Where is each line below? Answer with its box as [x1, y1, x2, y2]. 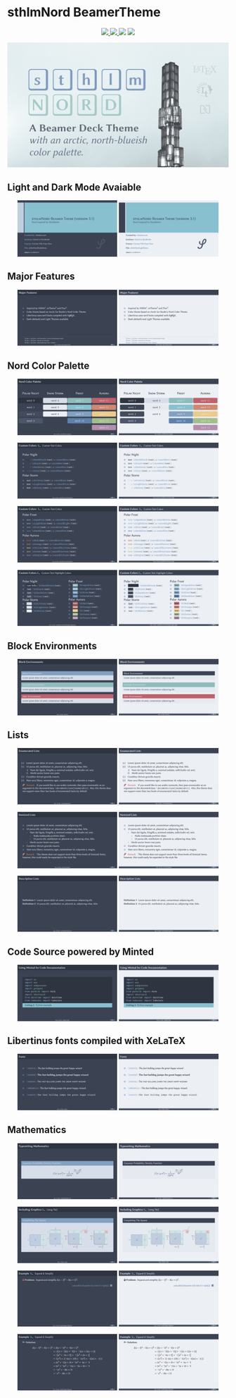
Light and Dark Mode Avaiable [7, 181, 142, 193]
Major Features [7, 271, 75, 283]
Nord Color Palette [7, 360, 90, 372]
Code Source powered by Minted [7, 945, 155, 957]
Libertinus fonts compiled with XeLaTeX [7, 1034, 186, 1047]
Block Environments [7, 639, 97, 652]
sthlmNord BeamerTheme [7, 4, 161, 20]
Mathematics [7, 1124, 67, 1136]
